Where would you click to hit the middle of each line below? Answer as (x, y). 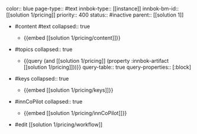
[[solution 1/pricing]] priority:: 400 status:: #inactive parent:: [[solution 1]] (95, 15)
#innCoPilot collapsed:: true (49, 101)
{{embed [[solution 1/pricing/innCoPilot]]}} (75, 113)
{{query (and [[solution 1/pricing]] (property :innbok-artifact (96, 61)
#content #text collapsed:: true (52, 26)
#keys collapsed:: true (42, 79)
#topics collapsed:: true (43, 49)
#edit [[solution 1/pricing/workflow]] (59, 125)
